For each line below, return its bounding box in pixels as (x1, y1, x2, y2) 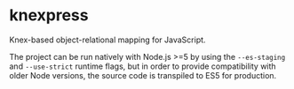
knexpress (9, 5, 89, 26)
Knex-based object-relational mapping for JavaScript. (9, 34, 206, 45)
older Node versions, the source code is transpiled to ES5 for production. (9, 70, 277, 80)
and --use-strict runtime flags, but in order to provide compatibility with (9, 61, 277, 71)
